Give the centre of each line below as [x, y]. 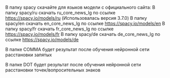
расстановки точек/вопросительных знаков [53, 70]
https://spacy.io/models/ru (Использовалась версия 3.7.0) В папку [76, 18]
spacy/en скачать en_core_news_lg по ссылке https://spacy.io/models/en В [85, 23]
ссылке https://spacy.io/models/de [42, 40]
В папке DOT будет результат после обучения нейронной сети [73, 65]
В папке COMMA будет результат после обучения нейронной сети [77, 49]
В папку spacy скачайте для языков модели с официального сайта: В [80, 7]
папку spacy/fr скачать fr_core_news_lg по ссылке [60, 29]
